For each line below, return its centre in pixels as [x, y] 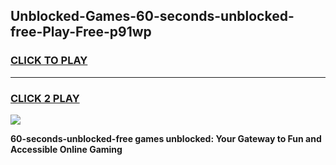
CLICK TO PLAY [49, 61]
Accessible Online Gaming [66, 149]
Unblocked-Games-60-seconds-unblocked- [152, 16]
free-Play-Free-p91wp [81, 32]
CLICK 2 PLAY [45, 98]
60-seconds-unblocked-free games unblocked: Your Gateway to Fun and [166, 138]
